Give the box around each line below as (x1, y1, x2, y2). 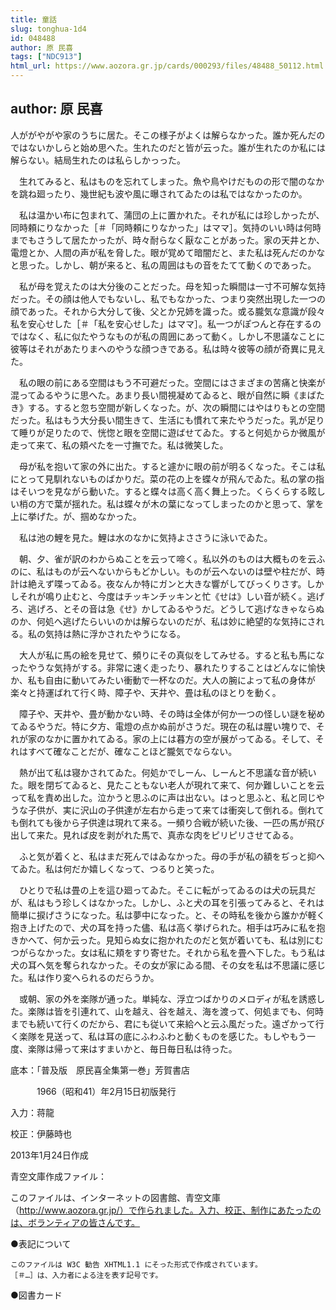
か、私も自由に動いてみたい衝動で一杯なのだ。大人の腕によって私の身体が (10, 674, 316, 686)
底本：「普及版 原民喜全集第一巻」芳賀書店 (10, 1064, 190, 1076)
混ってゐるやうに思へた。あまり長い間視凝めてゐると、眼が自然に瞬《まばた (10, 389, 325, 401)
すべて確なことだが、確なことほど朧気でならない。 (27, 745, 238, 757)
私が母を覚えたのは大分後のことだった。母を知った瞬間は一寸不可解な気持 (18, 280, 326, 292)
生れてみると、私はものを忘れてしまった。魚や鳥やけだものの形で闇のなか (18, 175, 325, 187)
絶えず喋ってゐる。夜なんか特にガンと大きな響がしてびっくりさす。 (27, 577, 307, 590)
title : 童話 (10, 14, 57, 25)
